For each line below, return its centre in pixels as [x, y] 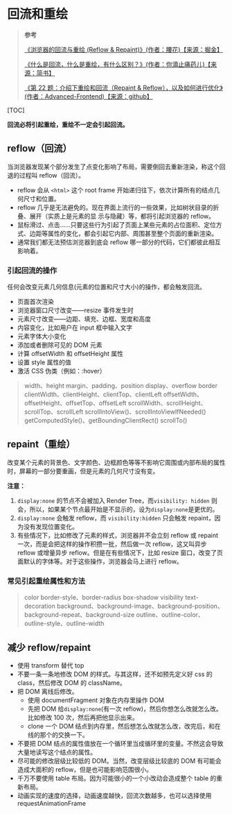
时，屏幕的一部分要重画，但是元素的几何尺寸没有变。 [83, 471]
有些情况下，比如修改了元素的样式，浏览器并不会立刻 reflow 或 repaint [117, 535]
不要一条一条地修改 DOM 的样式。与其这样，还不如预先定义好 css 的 [115, 674]
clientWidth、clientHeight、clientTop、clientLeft [93, 395]
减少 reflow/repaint [49, 647]
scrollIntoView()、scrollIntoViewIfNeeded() [145, 412]
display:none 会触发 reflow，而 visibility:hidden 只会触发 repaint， [116, 518]
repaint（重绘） [41, 444]
